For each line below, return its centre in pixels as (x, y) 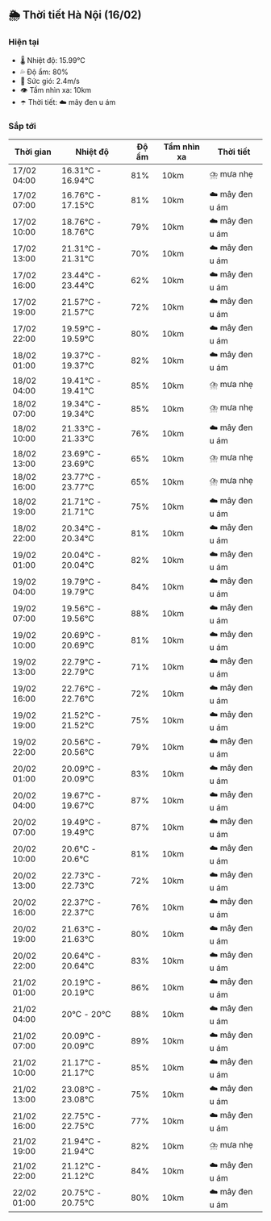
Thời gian (33, 152)
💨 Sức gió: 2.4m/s (50, 81)
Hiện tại (24, 42)
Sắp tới (22, 126)
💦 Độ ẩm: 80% (44, 72)
